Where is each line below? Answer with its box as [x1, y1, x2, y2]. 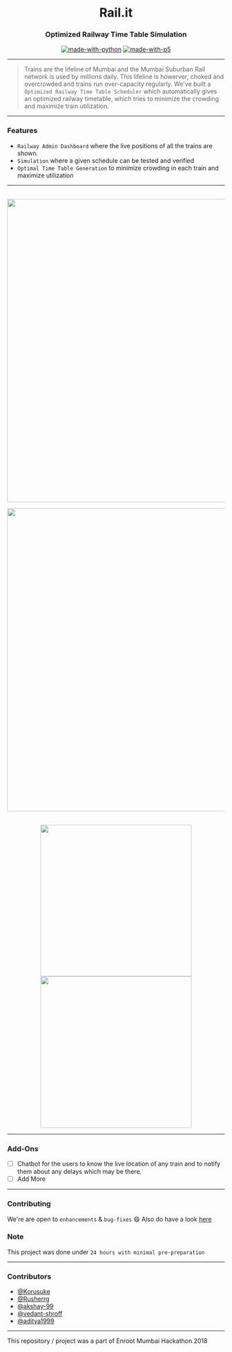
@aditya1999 [17, 1317, 55, 1325]
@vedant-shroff [17, 1310, 63, 1318]
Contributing [7, 1199, 51, 1209]
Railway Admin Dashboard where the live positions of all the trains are [17, 141, 213, 150]
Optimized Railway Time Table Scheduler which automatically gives [23, 87, 217, 96]
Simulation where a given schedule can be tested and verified [17, 156, 195, 164]
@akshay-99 [17, 1302, 54, 1310]
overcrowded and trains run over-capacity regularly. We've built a [23, 80, 211, 88]
